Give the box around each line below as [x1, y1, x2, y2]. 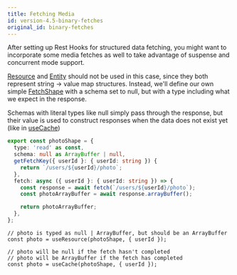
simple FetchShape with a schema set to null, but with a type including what [7, 87, 230, 96]
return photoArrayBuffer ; [20, 204, 98, 211]
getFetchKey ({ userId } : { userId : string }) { [14, 157, 158, 165]
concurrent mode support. [7, 58, 85, 67]
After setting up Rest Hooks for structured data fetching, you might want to [7, 43, 227, 52]
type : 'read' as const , [14, 144, 84, 152]
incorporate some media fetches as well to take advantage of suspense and [7, 51, 230, 59]
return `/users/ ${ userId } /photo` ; [20, 164, 122, 171]
